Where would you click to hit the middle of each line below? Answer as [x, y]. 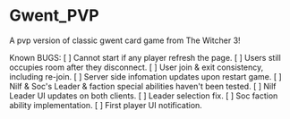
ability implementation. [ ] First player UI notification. [106, 105]
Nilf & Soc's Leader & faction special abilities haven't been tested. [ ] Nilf [143, 86]
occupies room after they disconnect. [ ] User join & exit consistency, [136, 67]
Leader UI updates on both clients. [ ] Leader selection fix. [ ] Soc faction [144, 96]
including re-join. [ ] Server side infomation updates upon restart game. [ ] [145, 76]
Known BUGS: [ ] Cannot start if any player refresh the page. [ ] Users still [145, 57]
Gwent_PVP [55, 16]
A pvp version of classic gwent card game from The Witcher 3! [125, 40]
